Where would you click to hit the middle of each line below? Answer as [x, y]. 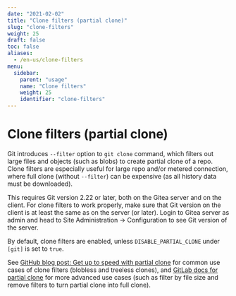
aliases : [20, 54]
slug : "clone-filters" [41, 27]
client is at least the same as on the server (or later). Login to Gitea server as [118, 212]
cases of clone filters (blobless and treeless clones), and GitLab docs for [113, 270]
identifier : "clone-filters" [63, 100]
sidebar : [26, 73]
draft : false [26, 40]
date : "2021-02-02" [36, 14]
